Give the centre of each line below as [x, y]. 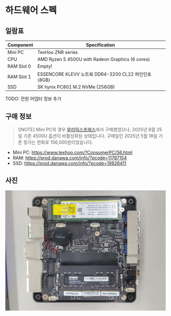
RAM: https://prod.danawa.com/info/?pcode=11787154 [70, 158]
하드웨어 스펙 [31, 10]
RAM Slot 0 [19, 66]
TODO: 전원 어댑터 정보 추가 [33, 99]
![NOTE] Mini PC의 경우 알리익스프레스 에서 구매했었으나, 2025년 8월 [87, 130]
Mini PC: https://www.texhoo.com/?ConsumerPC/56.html [73, 153]
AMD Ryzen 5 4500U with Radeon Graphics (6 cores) [94, 59]
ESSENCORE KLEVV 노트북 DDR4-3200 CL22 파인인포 [94, 74]
